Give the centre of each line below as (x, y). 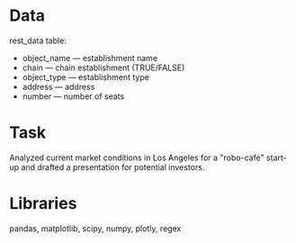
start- (276, 157)
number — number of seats (73, 96)
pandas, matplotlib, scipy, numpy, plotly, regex (95, 228)
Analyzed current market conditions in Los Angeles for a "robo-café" (137, 157)
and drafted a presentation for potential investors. (113, 166)
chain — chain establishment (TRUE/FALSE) (103, 67)
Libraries (43, 204)
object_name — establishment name (90, 58)
